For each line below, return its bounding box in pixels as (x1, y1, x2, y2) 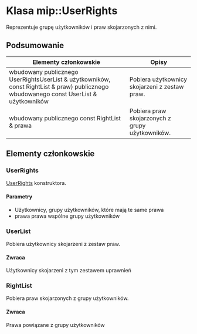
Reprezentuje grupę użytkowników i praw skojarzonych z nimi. (6, 23, 157, 31)
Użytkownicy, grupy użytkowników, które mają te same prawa (14, 206, 164, 213)
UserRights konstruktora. (6, 180, 66, 187)
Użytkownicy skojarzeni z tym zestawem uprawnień (6, 267, 132, 274)
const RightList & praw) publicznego (9, 82, 109, 90)
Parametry (6, 193, 33, 200)
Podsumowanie (6, 41, 64, 50)
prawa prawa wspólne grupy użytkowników (14, 212, 120, 220)
